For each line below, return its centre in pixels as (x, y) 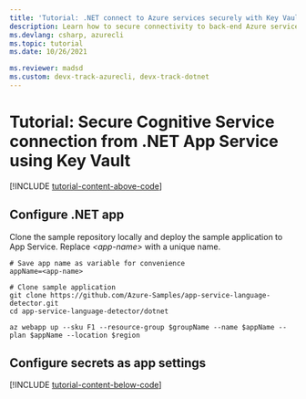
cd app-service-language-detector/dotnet (89, 311)
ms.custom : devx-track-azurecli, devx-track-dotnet (109, 77)
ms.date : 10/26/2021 (49, 52)
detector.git (34, 303)
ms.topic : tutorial (46, 43)
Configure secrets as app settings (108, 363)
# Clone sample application (63, 287)
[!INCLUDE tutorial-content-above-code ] (86, 186)
